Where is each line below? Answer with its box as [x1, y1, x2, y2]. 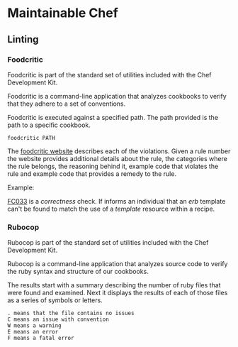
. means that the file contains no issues [7, 310, 135, 317]
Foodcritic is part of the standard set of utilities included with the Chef [7, 70, 212, 79]
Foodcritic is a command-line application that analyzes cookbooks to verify [7, 92, 227, 100]
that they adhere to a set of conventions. [7, 99, 126, 108]
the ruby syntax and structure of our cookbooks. [7, 268, 149, 276]
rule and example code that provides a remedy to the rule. [7, 169, 177, 178]
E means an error [7, 329, 59, 336]
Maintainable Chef [7, 5, 118, 21]
